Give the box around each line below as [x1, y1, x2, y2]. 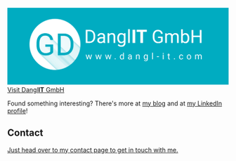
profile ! [7, 106, 28, 115]
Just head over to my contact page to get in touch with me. [7, 146, 178, 154]
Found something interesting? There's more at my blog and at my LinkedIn [7, 99, 223, 108]
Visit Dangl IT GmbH [7, 85, 65, 94]
